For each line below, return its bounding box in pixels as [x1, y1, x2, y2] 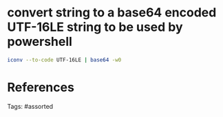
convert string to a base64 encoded [7, 5, 217, 21]
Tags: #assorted [7, 102, 54, 110]
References [7, 80, 74, 95]
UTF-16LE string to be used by [7, 19, 184, 35]
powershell [7, 34, 72, 49]
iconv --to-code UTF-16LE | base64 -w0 [7, 56, 122, 63]
